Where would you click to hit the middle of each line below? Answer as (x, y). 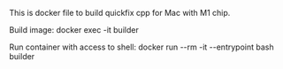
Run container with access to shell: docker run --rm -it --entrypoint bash (141, 47)
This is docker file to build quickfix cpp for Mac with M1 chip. (120, 13)
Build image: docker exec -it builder (74, 30)
